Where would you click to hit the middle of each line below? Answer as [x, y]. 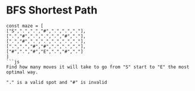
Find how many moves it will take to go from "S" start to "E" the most [98, 67]
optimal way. [22, 72]
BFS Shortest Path [52, 10]
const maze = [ [25, 26]
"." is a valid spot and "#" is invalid [57, 82]
